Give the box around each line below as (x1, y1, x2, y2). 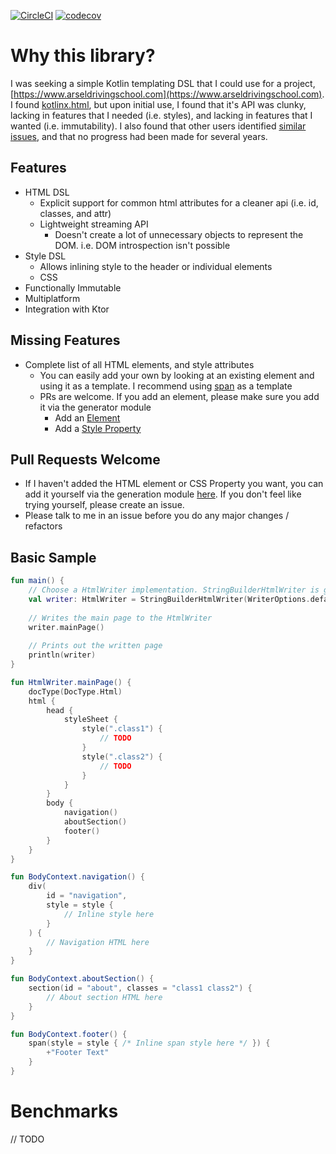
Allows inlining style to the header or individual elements (39, 260, 273, 272)
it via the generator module (39, 401, 152, 413)
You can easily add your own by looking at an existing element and (39, 369, 315, 381)
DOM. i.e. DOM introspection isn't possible (54, 239, 231, 251)
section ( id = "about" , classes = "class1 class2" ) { (28, 983, 253, 994)
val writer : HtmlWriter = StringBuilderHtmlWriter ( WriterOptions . (28, 594, 311, 604)
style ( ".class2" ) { (81, 751, 163, 762)
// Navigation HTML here (46, 937, 150, 947)
